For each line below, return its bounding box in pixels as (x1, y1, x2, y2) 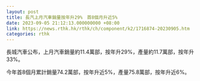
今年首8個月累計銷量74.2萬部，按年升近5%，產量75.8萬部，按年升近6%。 (6, 68, 190, 76)
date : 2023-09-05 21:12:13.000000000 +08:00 (6, 20, 120, 26)
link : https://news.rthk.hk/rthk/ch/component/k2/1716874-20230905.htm (6, 25, 190, 32)
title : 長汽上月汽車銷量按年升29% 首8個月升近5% (6, 14, 118, 20)
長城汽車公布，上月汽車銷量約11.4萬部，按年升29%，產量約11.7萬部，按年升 (6, 49, 195, 56)
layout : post (6, 8, 39, 15)
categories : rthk (6, 31, 50, 37)
